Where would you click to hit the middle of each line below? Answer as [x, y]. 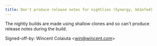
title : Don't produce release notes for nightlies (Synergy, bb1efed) [79, 10]
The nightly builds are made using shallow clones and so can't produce [77, 23]
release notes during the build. [36, 29]
